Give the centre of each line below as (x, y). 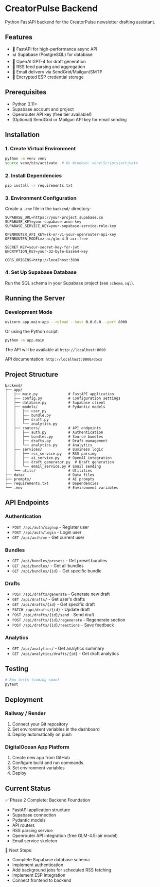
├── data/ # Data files (50, 475)
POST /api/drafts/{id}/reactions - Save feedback (63, 625)
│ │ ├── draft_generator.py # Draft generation (60, 462)
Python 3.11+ (25, 104)
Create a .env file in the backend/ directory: (48, 209)
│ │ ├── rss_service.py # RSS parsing (51, 454)
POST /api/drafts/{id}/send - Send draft (53, 615)
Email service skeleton (35, 841)
